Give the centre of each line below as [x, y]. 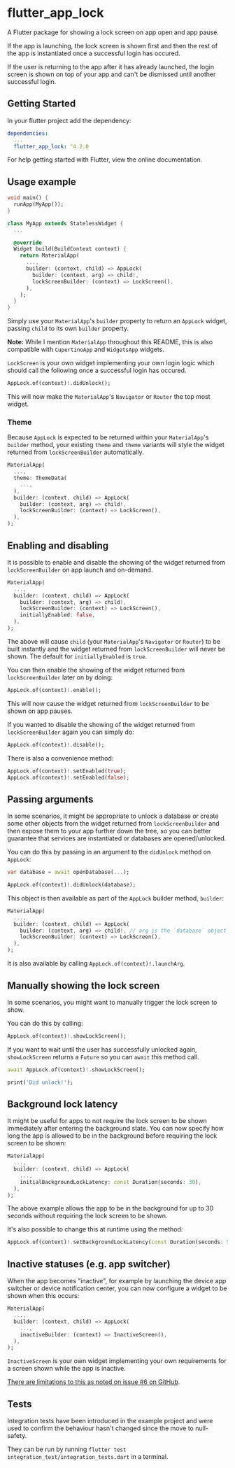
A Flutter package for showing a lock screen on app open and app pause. [113, 32]
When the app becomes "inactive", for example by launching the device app [117, 1281]
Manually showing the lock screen [84, 986]
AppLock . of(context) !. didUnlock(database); [72, 885]
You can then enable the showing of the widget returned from [96, 670]
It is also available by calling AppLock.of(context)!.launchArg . [96, 964]
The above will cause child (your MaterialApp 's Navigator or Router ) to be [114, 641]
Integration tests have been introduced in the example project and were [110, 1421]
